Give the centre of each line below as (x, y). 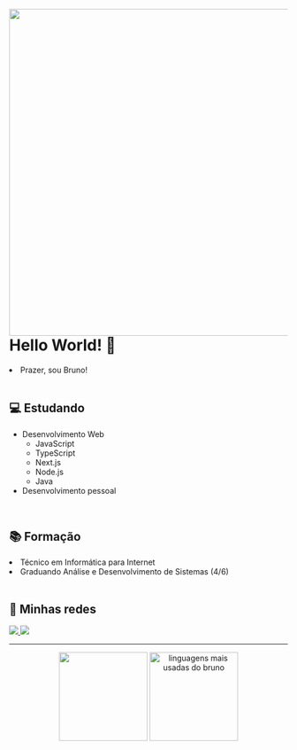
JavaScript (55, 443)
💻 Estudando (47, 408)
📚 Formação (45, 536)
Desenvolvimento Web (63, 434)
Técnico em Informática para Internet (88, 562)
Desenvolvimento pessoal (69, 490)
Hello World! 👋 (63, 345)
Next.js (48, 462)
